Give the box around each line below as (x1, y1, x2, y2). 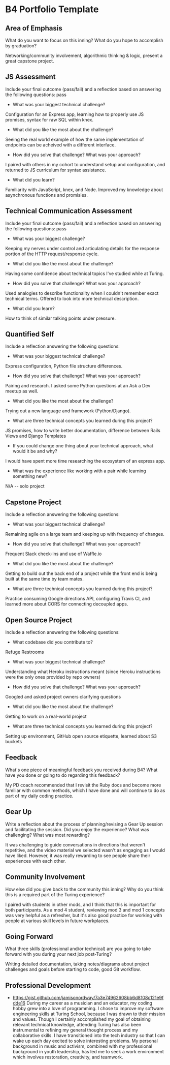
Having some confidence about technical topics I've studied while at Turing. (5, 270, 164, 277)
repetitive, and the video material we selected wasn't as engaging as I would (5, 847, 165, 853)
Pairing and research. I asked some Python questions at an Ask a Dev (5, 383, 151, 389)
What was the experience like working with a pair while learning (12, 468, 146, 474)
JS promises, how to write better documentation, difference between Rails (5, 428, 161, 434)
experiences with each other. (5, 858, 66, 864)
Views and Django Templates (5, 433, 66, 439)
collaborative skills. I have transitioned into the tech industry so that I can (12, 1032, 165, 1039)
